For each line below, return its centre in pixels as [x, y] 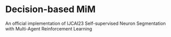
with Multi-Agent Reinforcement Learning [49, 28]
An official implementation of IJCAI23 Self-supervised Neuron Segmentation [86, 23]
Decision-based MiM [51, 9]
